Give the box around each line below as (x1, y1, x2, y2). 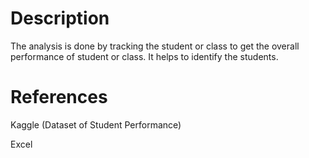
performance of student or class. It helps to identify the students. (10, 50, 279, 62)
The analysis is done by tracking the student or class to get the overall (10, 40, 300, 52)
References (10, 86, 108, 109)
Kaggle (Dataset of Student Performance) (10, 118, 182, 131)
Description (10, 7, 110, 30)
